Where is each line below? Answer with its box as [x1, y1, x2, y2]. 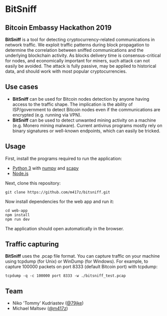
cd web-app [5, 208, 28, 213]
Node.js [12, 170, 29, 176]
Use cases [5, 83, 38, 91]
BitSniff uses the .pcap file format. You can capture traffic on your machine [5, 253, 160, 259]
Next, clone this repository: [5, 180, 61, 186]
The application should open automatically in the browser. [5, 225, 124, 231]
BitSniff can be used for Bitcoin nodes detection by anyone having [12, 96, 150, 102]
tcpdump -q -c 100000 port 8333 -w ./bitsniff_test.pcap [5, 273, 126, 279]
